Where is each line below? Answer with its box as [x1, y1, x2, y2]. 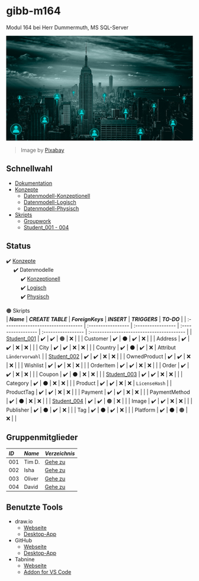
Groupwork [23, 217, 52, 224]
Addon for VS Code [23, 569, 72, 576]
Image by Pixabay [20, 146, 65, 153]
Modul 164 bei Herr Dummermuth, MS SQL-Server [6, 24, 129, 31]
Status [6, 241, 31, 251]
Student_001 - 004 [23, 224, 69, 231]
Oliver [24, 475, 38, 482]
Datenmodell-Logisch [23, 198, 77, 206]
